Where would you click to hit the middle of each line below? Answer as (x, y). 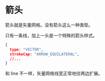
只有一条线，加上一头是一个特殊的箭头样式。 (51, 35)
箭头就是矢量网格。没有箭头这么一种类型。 (49, 25)
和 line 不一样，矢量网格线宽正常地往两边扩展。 (54, 74)
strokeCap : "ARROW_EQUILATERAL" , (44, 54)
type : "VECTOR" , (26, 49)
